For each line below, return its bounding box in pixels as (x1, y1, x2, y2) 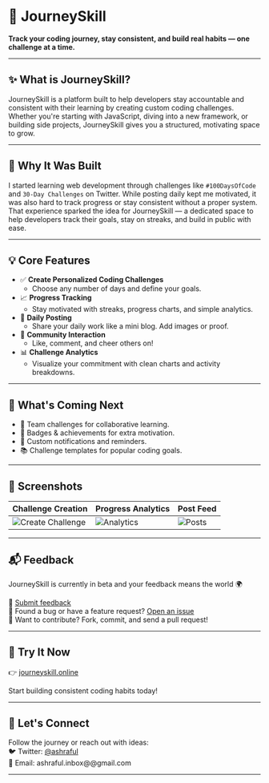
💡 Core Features (8, 253, 90, 267)
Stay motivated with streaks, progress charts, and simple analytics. (31, 305, 254, 314)
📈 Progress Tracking (19, 293, 92, 303)
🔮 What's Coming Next (8, 398, 124, 412)
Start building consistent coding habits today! (8, 685, 159, 696)
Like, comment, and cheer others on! (31, 338, 154, 348)
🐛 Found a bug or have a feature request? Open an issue (8, 606, 195, 616)
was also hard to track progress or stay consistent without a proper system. (8, 197, 258, 207)
